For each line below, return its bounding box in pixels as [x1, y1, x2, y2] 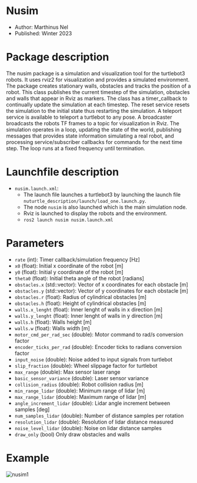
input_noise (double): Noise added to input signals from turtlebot [14, 355, 173, 363]
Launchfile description [6, 166, 119, 179]
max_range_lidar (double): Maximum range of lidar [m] [14, 393, 147, 400]
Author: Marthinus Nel [14, 24, 69, 31]
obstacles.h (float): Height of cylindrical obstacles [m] [14, 300, 146, 307]
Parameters [6, 237, 65, 250]
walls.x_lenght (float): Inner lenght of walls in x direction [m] [14, 306, 163, 313]
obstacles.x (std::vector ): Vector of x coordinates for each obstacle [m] [14, 281, 188, 288]
